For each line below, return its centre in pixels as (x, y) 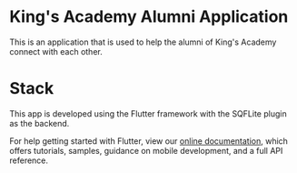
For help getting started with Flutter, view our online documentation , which (149, 141)
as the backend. (40, 123)
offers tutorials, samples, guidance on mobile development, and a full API (146, 150)
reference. (29, 160)
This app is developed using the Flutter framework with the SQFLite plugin (148, 113)
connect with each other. (56, 51)
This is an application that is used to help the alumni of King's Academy (143, 42)
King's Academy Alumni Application (149, 17)
